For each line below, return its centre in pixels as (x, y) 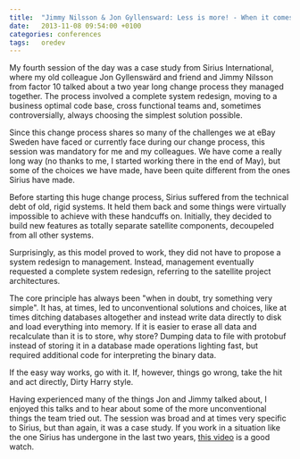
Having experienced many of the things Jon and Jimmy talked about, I (138, 399)
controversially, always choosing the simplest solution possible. (126, 115)
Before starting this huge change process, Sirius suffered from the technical (149, 197)
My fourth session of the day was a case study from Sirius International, (142, 68)
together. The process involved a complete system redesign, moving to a (143, 96)
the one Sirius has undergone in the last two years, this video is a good (140, 438)
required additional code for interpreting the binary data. (113, 355)
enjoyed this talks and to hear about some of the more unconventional (138, 409)
